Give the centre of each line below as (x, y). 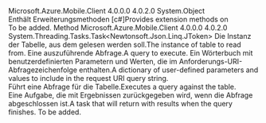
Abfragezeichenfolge (43, 70)
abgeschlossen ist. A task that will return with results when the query (121, 104)
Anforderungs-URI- (211, 61)
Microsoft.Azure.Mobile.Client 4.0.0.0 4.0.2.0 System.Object (107, 11)
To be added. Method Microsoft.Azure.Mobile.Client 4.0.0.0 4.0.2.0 (118, 28)
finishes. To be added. (45, 112)
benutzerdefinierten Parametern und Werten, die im (93, 61)
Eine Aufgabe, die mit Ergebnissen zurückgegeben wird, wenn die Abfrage (131, 95)
